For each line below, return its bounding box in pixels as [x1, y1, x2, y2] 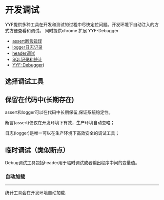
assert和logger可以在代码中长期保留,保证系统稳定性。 [5, 110, 113, 115]
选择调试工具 [5, 77, 44, 86]
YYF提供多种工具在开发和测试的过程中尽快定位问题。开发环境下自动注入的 [5, 22, 155, 27]
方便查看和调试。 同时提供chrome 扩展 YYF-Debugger [9, 27, 119, 33]
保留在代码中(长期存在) [5, 95, 74, 104]
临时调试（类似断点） [5, 146, 69, 154]
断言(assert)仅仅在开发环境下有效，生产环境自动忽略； [5, 120, 115, 126]
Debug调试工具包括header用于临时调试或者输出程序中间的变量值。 [5, 159, 140, 165]
